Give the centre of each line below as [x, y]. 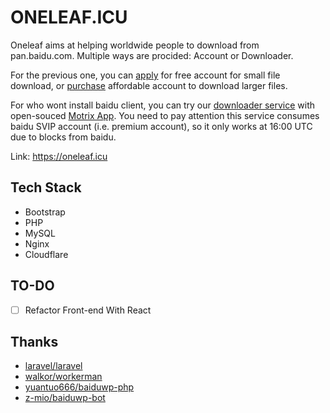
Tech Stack [46, 187]
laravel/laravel [53, 366]
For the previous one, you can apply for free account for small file [145, 75]
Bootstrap [45, 212]
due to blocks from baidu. [63, 137]
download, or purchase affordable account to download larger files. [149, 85]
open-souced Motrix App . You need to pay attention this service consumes [165, 115]
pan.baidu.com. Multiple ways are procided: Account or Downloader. [152, 55]
